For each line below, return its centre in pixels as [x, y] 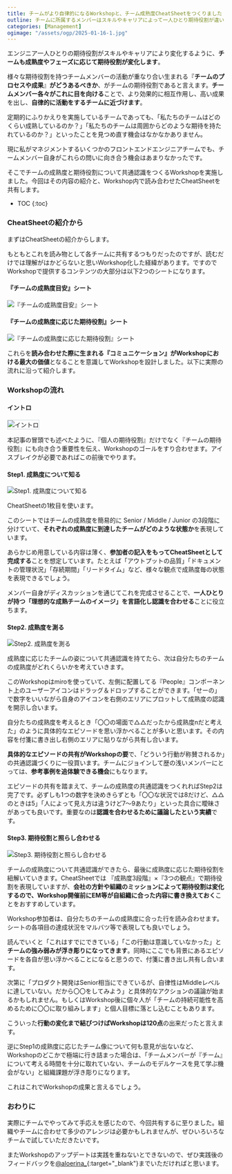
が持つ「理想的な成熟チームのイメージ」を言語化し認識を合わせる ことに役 [113, 602]
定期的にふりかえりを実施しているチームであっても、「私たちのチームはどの [114, 117]
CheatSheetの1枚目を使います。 [52, 506]
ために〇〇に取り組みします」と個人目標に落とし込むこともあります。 [119, 1008]
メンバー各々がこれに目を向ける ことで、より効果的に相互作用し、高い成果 [118, 94]
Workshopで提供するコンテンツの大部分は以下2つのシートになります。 [108, 271]
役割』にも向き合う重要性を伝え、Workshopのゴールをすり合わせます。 [109, 449]
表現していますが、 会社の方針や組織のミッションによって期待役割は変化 [122, 886]
